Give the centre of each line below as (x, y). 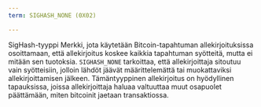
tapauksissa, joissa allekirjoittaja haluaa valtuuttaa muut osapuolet (115, 87)
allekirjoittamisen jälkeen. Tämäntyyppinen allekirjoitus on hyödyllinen (121, 78)
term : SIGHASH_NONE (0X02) (52, 15)
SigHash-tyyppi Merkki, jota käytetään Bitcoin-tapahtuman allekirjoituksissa (131, 45)
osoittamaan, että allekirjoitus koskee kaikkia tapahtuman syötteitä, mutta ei (130, 53)
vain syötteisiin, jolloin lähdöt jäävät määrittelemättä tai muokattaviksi (120, 70)
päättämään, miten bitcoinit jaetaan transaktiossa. (88, 94)
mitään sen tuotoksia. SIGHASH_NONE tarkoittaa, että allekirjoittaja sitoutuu (125, 61)
